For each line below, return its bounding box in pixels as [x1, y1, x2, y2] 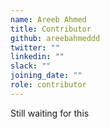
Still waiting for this [10, 107, 90, 119]
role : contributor [10, 80, 87, 90]
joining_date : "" [10, 71, 83, 81]
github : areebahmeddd [10, 33, 101, 43]
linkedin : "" [10, 52, 65, 62]
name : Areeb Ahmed [10, 14, 87, 25]
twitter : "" [10, 42, 60, 53]
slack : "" [10, 61, 52, 71]
